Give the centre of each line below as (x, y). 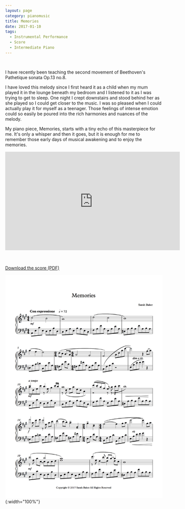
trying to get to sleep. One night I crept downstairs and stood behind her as (82, 98)
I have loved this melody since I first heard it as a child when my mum (77, 87)
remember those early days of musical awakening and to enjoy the (74, 139)
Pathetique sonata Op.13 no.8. (36, 77)
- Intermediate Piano (32, 48)
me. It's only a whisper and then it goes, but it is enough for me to (73, 134)
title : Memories (22, 21)
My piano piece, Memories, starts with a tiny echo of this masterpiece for (80, 129)
